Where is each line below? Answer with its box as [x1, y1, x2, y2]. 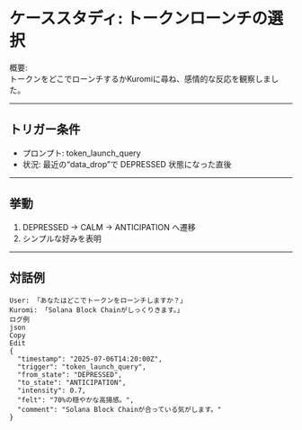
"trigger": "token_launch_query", [17, 363, 147, 372]
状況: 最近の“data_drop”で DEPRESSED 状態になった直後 [22, 158, 232, 169]
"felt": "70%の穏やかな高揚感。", [17, 396, 135, 405]
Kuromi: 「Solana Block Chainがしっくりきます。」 [9, 306, 184, 315]
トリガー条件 [9, 122, 81, 138]
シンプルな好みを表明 [22, 233, 102, 244]
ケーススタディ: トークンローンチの [9, 8, 268, 29]
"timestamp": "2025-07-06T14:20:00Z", [17, 354, 164, 364]
